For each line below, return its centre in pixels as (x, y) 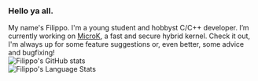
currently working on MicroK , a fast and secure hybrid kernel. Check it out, (129, 36)
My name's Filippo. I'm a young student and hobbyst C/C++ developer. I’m (129, 28)
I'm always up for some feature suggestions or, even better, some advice (126, 44)
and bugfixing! (31, 53)
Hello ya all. (31, 11)
